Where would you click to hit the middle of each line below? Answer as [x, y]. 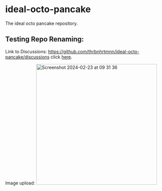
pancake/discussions [27, 57]
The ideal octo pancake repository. [42, 23]
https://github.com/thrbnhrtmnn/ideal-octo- [94, 51]
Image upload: [20, 183]
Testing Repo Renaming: [45, 39]
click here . [61, 57]
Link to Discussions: [26, 51]
